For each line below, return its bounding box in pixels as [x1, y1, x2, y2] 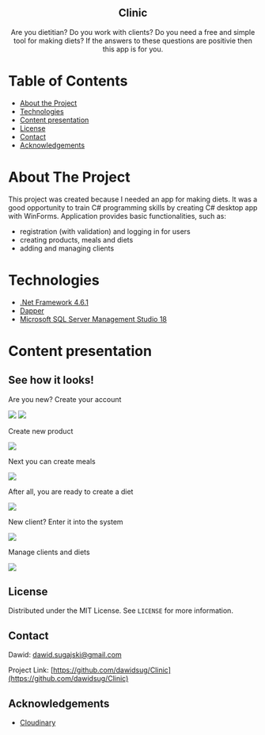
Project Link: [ [8, 665, 54, 675]
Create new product [8, 426, 74, 435]
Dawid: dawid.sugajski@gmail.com [8, 650, 122, 660]
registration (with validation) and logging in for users [19, 226, 191, 236]
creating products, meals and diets [19, 235, 134, 244]
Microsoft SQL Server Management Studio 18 [19, 314, 168, 323]
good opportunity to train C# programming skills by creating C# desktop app [8, 202, 258, 212]
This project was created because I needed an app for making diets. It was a [8, 194, 258, 204]
